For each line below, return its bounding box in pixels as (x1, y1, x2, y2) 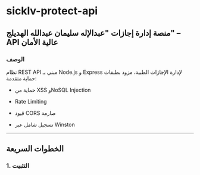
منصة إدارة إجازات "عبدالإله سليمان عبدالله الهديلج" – (6, 28, 181, 38)
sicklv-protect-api (6, 4, 98, 18)
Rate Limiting (14, 98, 47, 105)
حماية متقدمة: (6, 74, 37, 82)
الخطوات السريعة (6, 144, 64, 154)
